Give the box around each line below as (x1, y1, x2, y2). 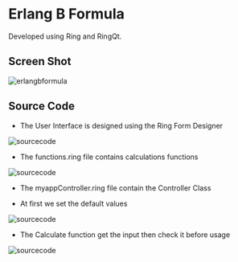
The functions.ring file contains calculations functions (19, 152, 199, 162)
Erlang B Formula (8, 5, 125, 23)
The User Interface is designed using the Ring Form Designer (19, 121, 224, 130)
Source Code (8, 100, 75, 113)
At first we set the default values (19, 199, 128, 208)
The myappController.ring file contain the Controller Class (19, 182, 211, 193)
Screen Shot (8, 55, 72, 68)
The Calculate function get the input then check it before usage (19, 230, 231, 239)
